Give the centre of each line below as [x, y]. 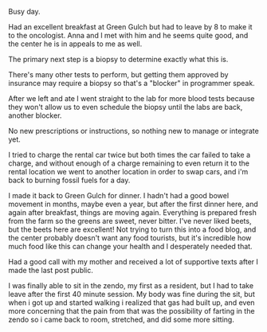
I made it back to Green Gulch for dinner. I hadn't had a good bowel [119, 195]
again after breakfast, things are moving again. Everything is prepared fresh [132, 213]
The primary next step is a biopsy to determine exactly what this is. [118, 59]
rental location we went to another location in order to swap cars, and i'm [128, 172]
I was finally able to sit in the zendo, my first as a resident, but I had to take [131, 285]
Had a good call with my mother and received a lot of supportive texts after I [133, 262]
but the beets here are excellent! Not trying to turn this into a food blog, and [132, 229]
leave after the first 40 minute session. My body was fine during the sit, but [132, 294]
